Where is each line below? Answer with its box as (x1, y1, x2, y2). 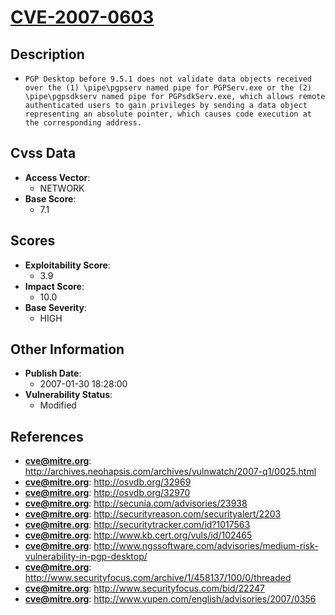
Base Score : (24, 192, 77, 205)
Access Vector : (24, 171, 91, 183)
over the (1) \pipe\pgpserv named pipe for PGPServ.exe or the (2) (24, 83, 312, 93)
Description (10, 46, 85, 63)
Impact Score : (24, 280, 85, 292)
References (10, 428, 84, 445)
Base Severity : (24, 301, 87, 313)
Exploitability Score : (24, 259, 111, 271)
